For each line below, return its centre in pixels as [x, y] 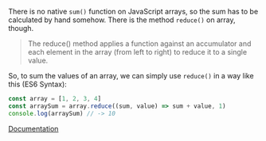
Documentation [33, 128]
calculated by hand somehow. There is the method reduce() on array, [122, 20]
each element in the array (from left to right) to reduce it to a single [137, 52]
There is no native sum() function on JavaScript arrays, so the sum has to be [133, 11]
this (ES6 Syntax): [38, 84]
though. [21, 28]
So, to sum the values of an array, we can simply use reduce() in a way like [131, 76]
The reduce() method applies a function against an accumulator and [139, 44]
